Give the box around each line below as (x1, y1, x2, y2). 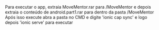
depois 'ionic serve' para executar (5, 19, 73, 25)
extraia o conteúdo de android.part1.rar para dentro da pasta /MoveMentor (5, 9, 154, 15)
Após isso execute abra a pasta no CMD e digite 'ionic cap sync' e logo (5, 15, 147, 20)
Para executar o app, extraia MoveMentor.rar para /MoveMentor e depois (5, 4, 151, 10)
